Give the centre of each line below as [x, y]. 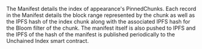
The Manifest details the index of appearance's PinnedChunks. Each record [101, 9]
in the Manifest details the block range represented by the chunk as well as [101, 15]
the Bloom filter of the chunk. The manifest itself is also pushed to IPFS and [101, 28]
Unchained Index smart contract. [48, 41]
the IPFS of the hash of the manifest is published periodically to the [91, 34]
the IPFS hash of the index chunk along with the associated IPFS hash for [98, 21]
